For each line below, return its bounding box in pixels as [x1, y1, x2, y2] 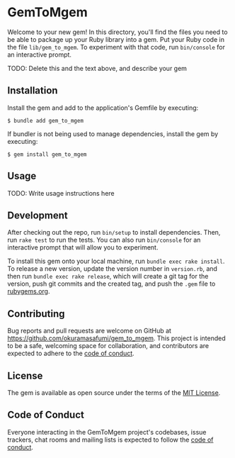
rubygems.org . [7, 287, 50, 296]
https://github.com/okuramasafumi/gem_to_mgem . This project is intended [7, 334, 226, 342]
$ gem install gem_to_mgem [7, 150, 87, 158]
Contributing [7, 308, 65, 320]
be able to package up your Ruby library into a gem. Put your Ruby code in [7, 35, 225, 43]
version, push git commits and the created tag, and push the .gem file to [7, 279, 216, 288]
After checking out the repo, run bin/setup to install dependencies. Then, [7, 228, 221, 237]
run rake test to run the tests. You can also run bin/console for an [7, 235, 201, 245]
